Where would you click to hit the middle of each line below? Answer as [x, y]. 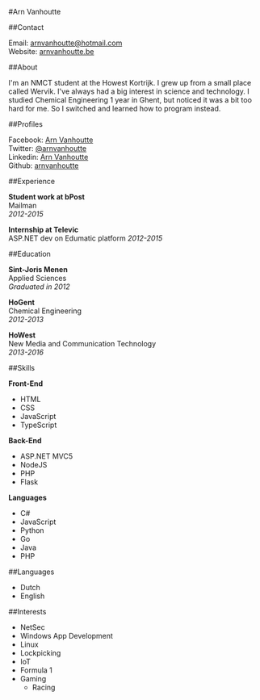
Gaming [33, 679]
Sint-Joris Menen [38, 269]
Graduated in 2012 [39, 287]
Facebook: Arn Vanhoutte [51, 140]
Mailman [23, 205]
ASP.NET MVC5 [46, 456]
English [32, 596]
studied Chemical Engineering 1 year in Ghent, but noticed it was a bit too [130, 100]
